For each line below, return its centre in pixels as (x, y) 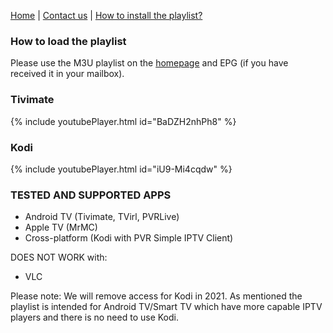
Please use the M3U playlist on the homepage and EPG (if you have (149, 63)
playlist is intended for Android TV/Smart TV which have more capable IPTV (166, 307)
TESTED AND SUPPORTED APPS (91, 195)
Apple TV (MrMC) (61, 227)
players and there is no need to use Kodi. (94, 317)
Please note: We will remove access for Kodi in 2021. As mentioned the (156, 296)
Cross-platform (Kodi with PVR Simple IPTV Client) (129, 238)
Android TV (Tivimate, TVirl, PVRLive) (102, 217)
